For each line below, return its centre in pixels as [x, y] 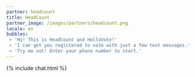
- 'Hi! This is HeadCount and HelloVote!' [63, 40]
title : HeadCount [28, 17]
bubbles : [17, 34]
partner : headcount [31, 12]
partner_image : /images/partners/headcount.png [67, 23]
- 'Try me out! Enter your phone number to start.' [75, 51]
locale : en [20, 29]
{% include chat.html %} [37, 68]
